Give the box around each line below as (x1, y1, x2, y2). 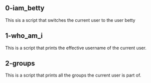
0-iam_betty (5, 4, 45, 12)
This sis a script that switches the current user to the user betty (5, 17, 136, 23)
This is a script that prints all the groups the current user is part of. (5, 72, 142, 79)
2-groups (5, 59, 35, 68)
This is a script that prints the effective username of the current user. (5, 45, 147, 51)
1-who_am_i (5, 32, 43, 40)
